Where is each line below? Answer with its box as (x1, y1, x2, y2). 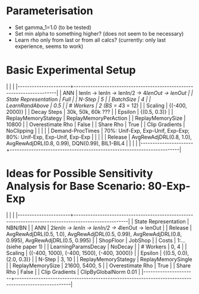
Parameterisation (6, 4, 93, 18)
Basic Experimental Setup (6, 63, 136, 77)
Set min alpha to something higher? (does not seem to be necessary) (14, 30, 184, 37)
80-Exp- (147, 180, 191, 193)
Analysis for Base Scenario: (6, 180, 146, 193)
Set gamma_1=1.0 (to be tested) (14, 24, 92, 31)
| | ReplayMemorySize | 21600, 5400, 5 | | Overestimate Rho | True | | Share (6, 262, 191, 269)
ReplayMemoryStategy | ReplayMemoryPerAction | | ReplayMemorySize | (6, 114, 186, 122)
